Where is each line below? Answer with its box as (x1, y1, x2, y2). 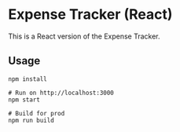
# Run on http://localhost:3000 (8, 89, 114, 97)
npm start (8, 96, 41, 104)
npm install (8, 75, 47, 83)
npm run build (8, 116, 55, 124)
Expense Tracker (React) (8, 5, 173, 24)
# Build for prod (8, 109, 65, 117)
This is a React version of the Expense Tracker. (8, 31, 160, 41)
